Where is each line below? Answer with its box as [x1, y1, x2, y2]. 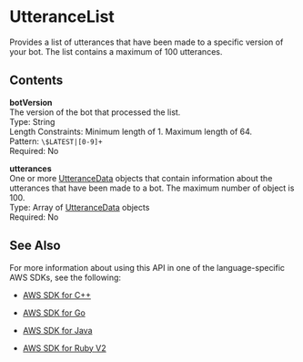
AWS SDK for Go [22, 307, 86, 318]
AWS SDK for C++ [22, 289, 91, 300]
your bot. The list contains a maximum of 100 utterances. [9, 46, 223, 57]
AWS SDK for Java [22, 325, 93, 336]
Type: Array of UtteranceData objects [9, 202, 150, 212]
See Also [9, 238, 61, 253]
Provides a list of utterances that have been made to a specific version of [9, 36, 284, 47]
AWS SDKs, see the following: [9, 272, 121, 283]
